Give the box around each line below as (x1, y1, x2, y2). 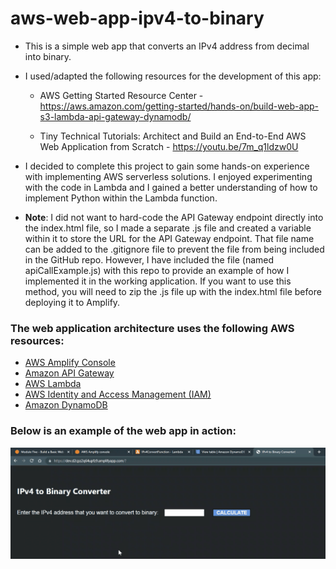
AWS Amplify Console (24, 357, 116, 369)
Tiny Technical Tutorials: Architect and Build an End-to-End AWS (39, 130, 307, 142)
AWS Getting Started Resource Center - (39, 89, 204, 101)
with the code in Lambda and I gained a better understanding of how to (24, 181, 318, 193)
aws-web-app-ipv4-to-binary (10, 7, 265, 30)
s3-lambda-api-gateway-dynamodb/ (39, 110, 192, 122)
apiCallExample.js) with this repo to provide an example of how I (24, 264, 290, 276)
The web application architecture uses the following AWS (10, 321, 295, 335)
